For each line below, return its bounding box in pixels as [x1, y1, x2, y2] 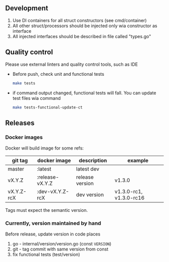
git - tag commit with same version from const [12, 246, 109, 252]
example [127, 157, 149, 164]
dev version [76, 191, 104, 198]
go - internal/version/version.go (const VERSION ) [12, 241, 112, 247]
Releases [5, 118, 35, 127]
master [8, 166, 24, 173]
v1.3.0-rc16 [115, 194, 145, 201]
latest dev [76, 166, 100, 173]
